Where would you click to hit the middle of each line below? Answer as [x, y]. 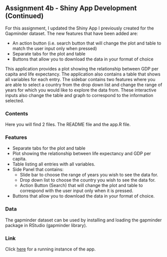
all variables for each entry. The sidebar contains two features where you [80, 79]
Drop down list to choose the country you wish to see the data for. [88, 180]
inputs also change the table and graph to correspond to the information [79, 95]
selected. [15, 100]
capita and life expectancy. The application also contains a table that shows [83, 74]
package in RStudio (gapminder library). [46, 225]
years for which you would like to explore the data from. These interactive [81, 90]
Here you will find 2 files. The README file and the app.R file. [68, 124]
